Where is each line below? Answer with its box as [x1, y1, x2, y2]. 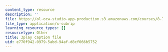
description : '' [5, 12, 39, 17]
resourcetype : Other [5, 30, 48, 35]
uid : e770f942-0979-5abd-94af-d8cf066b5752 [5, 40, 97, 45]
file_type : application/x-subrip [5, 21, 75, 26]
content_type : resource [5, 7, 55, 12]
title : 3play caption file [5, 35, 61, 40]
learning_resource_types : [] [5, 26, 66, 31]
